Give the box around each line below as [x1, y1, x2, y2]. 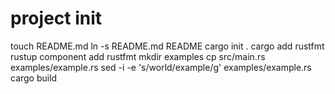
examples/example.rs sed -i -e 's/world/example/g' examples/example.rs [10, 61, 312, 73]
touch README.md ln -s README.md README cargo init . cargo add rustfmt [10, 40, 325, 52]
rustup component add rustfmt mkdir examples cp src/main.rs [10, 50, 266, 62]
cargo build [10, 72, 58, 84]
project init [10, 7, 103, 30]
